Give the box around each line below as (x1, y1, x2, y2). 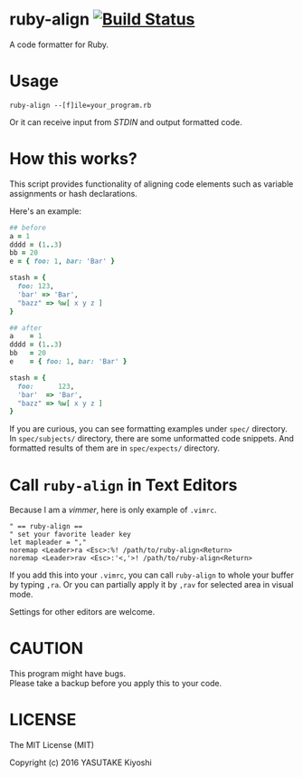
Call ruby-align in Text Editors (9, 474, 238, 495)
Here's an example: (9, 205, 81, 217)
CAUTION (9, 638, 84, 659)
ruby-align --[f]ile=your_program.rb (9, 101, 152, 110)
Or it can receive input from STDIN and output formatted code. (9, 116, 242, 127)
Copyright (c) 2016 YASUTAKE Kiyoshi (9, 757, 152, 768)
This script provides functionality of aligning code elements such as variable (9, 178, 294, 189)
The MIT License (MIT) (9, 740, 95, 751)
